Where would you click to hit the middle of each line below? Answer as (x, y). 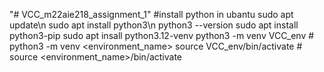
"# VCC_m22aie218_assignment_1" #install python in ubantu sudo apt (151, 14)
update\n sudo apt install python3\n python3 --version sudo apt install (154, 25)
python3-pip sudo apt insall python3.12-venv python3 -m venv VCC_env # (162, 35)
